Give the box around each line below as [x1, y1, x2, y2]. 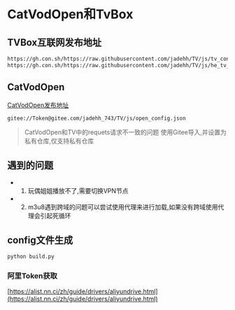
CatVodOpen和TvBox [7, 6, 134, 22]
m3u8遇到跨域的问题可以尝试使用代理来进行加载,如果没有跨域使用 [27, 203, 218, 211]
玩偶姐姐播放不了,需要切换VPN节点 [27, 187, 129, 195]
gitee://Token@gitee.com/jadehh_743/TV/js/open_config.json [7, 115, 187, 122]
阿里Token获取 [7, 271, 58, 281]
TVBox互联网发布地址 [7, 36, 102, 48]
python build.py [7, 253, 55, 260]
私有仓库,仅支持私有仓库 [24, 137, 94, 146]
